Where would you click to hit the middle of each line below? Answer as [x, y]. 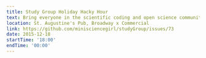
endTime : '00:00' [29, 46]
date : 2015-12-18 [29, 34]
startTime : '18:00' [31, 40]
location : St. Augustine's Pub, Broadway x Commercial [78, 23]
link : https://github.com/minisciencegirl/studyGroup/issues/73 [90, 29]
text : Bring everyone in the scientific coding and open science [91, 18]
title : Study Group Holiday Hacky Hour [57, 12]
